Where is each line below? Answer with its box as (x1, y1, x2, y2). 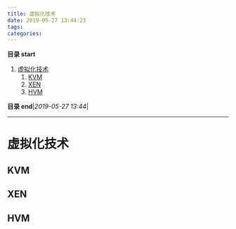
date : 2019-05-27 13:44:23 (7, 17, 86, 24)
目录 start (7, 50, 36, 58)
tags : (7, 23, 23, 30)
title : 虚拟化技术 (7, 10, 56, 18)
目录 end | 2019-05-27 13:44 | (7, 103, 89, 111)
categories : (7, 30, 42, 37)
